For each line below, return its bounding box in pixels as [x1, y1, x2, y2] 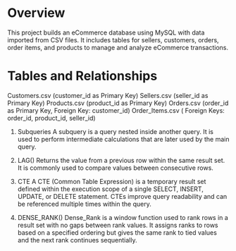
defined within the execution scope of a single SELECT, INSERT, [17, 185, 204, 193]
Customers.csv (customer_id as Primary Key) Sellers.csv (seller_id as [7, 91, 209, 99]
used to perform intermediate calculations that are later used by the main [17, 135, 230, 143]
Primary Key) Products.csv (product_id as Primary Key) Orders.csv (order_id [7, 99, 229, 107]
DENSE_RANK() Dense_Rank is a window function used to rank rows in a [17, 213, 229, 221]
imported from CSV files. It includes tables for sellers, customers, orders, [7, 35, 220, 44]
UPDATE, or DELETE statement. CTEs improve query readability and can [17, 192, 228, 200]
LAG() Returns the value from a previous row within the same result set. [17, 156, 225, 164]
